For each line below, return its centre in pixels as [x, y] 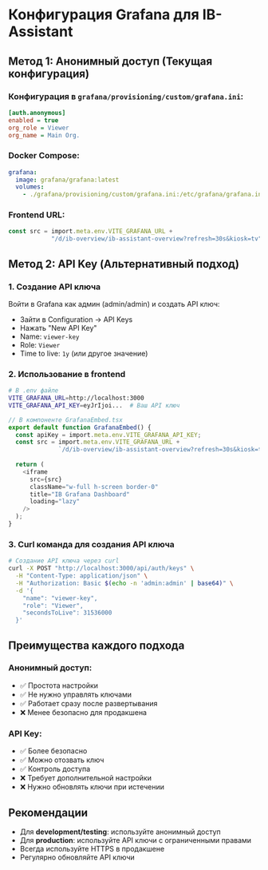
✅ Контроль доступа [55, 769]
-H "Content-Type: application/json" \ [82, 576]
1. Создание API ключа [55, 287]
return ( [30, 465]
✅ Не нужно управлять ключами [76, 694]
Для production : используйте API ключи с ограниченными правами [136, 840]
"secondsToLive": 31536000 [67, 613]
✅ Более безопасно [53, 751]
